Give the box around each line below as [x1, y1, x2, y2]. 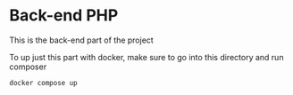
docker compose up [9, 78, 78, 87]
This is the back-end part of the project [9, 35, 154, 45]
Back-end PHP [9, 5, 119, 26]
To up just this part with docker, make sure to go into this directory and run [9, 51, 284, 62]
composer [9, 61, 47, 72]
